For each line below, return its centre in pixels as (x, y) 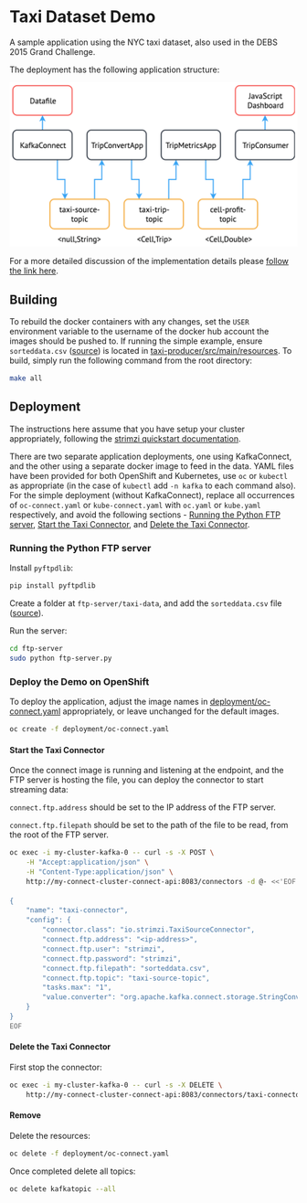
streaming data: (39, 790)
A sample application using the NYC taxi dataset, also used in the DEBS (144, 42)
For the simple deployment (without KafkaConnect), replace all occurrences (152, 495)
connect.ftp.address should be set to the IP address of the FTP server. (143, 807)
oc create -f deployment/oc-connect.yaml (90, 729)
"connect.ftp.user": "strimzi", (104, 949)
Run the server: (38, 631)
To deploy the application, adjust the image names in (109, 702)
